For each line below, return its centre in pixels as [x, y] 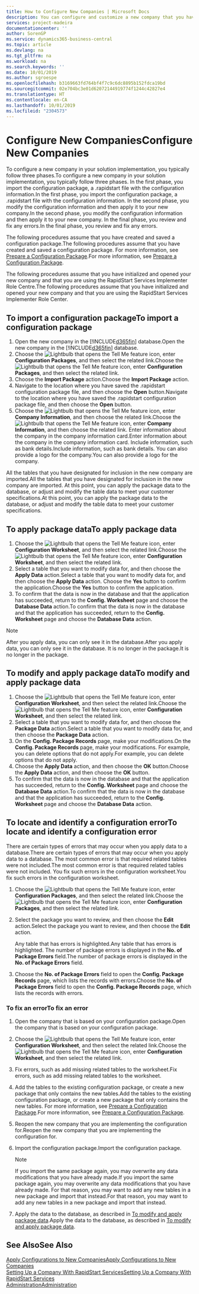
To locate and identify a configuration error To [92, 823]
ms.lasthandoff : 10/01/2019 [41, 105]
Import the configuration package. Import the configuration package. [98, 1148]
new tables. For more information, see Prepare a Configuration [91, 1106]
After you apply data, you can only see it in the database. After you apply [94, 642]
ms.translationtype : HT [36, 94]
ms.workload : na [26, 61]
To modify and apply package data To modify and [98, 673]
